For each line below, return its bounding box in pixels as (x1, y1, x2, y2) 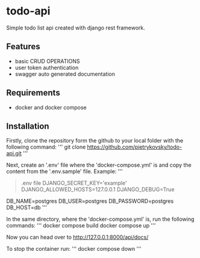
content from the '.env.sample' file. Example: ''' (6, 168, 123, 175)
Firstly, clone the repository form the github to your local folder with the (6, 137, 184, 144)
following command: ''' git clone (6, 143, 86, 151)
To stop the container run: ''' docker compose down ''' (6, 245, 142, 253)
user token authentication (14, 64, 79, 71)
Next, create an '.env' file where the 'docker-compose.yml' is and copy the (6, 161, 192, 169)
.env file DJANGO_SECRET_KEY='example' (20, 179, 128, 187)
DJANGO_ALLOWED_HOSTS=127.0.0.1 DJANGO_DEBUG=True (20, 186, 175, 193)
